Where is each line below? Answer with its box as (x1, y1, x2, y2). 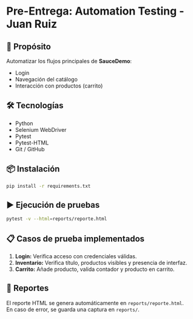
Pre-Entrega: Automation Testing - (6, 4, 185, 18)
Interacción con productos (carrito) (15, 82, 103, 89)
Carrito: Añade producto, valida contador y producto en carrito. (15, 266, 175, 273)
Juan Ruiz (6, 17, 58, 31)
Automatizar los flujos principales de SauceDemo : (6, 58, 132, 64)
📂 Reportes (6, 283, 49, 293)
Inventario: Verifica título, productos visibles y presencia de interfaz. (15, 259, 188, 266)
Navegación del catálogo (15, 76, 78, 83)
